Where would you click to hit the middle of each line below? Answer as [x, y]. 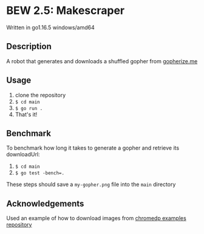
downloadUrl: [23, 154]
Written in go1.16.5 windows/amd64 [51, 27]
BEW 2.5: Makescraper [66, 11]
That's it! [26, 114]
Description [29, 46]
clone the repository [40, 95]
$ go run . [29, 108]
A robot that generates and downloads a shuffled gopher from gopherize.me [102, 61]
